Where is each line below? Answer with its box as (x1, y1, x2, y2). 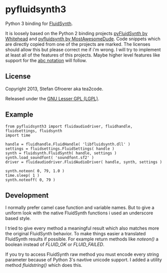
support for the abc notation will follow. (5, 57, 87, 63)
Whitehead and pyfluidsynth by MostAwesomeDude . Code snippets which (5, 36, 161, 42)
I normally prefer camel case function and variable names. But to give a (5, 205, 155, 211)
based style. (5, 215, 31, 222)
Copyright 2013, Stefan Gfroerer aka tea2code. (5, 86, 104, 92)
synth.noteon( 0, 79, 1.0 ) (5, 168, 65, 174)
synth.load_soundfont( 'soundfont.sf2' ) (5, 155, 94, 160)
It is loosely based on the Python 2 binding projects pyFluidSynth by (5, 30, 148, 36)
